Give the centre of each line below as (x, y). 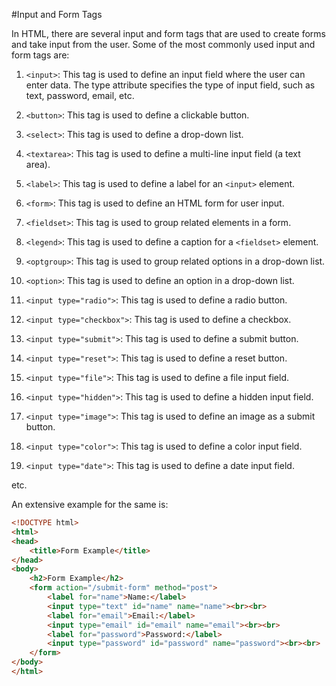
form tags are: (40, 55)
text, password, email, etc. (80, 95)
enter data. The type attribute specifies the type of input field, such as (170, 85)
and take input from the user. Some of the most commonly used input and (163, 44)
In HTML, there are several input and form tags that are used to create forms (168, 33)
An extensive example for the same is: (90, 504)
